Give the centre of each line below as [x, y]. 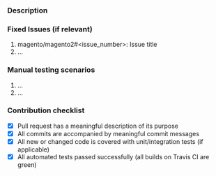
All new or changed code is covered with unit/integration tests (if [110, 141]
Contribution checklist [46, 110]
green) [27, 165]
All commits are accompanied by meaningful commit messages [108, 133]
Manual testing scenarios [51, 70]
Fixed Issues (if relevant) [50, 29]
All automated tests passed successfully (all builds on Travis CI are [113, 157]
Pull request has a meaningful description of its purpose [98, 126]
